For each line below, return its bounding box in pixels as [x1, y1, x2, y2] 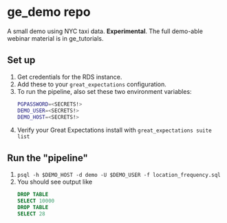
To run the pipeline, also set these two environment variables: [17, 87, 192, 95]
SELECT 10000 [17, 197, 55, 204]
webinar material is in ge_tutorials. [7, 34, 105, 42]
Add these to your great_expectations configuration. [17, 80, 167, 88]
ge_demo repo [7, 4, 91, 20]
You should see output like [17, 177, 93, 186]
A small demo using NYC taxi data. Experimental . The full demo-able [7, 27, 203, 35]
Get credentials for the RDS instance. [17, 72, 122, 81]
